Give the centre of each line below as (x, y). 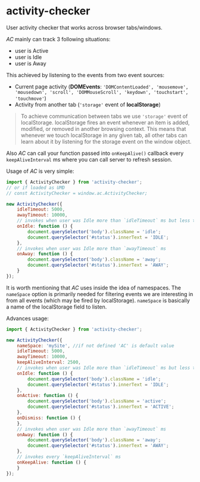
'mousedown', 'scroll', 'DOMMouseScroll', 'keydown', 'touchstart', (101, 92)
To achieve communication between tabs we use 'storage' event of (104, 116)
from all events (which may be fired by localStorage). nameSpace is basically (98, 300)
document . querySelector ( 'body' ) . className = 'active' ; (97, 401)
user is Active (32, 51)
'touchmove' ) (30, 98)
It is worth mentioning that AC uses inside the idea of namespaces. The (94, 288)
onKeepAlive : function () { (51, 462)
